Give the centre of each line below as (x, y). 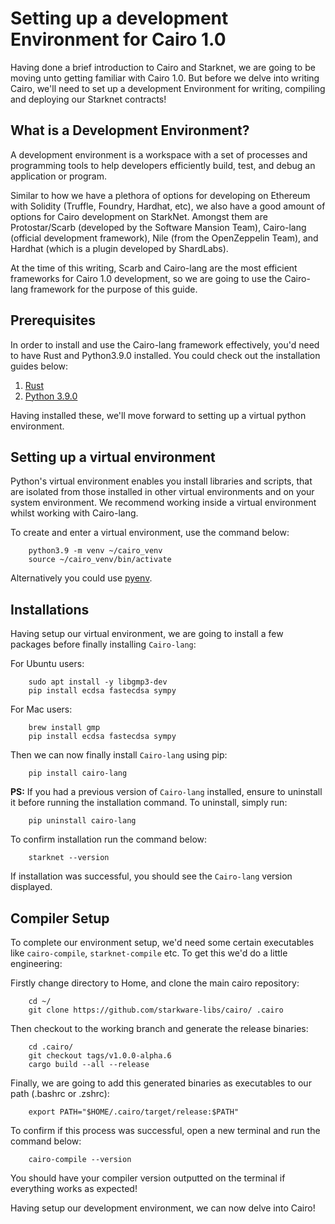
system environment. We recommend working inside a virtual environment (163, 503)
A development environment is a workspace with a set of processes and (159, 154)
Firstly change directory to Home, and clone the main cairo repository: (155, 983)
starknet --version (69, 858)
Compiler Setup (60, 918)
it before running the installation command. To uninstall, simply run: (149, 803)
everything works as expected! (74, 1188)
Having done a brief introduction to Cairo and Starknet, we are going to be (163, 67)
